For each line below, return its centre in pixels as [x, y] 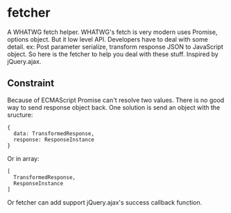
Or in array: [23, 158]
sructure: [20, 114]
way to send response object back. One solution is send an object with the [114, 107]
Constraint [31, 84]
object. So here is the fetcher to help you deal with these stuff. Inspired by [113, 54]
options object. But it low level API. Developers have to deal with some [108, 39]
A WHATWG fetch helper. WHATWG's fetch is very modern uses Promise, [112, 32]
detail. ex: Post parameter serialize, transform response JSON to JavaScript [115, 46]
